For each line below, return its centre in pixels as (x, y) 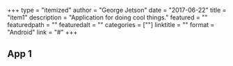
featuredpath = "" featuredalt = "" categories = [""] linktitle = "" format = (111, 25)
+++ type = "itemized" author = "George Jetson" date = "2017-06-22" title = (117, 10)
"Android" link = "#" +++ (42, 32)
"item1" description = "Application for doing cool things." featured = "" (107, 17)
